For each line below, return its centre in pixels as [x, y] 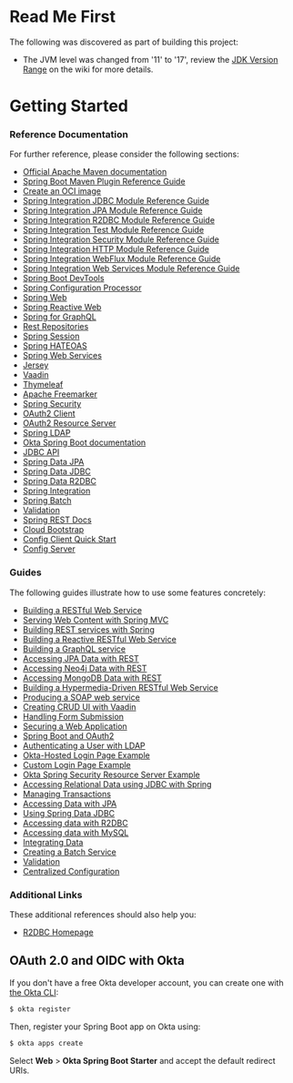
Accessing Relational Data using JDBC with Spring [117, 784]
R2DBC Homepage [58, 932]
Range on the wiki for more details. [88, 69]
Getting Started [69, 106]
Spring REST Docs [57, 520]
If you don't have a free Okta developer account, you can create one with [146, 982]
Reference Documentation [69, 135]
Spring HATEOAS [55, 346]
